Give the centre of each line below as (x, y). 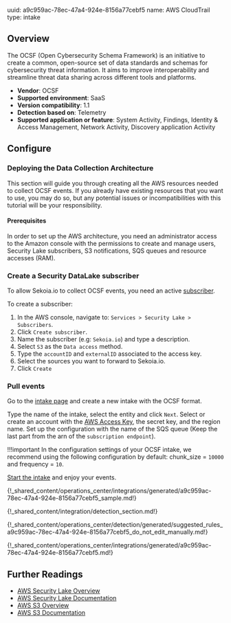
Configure (29, 149)
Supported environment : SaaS (61, 98)
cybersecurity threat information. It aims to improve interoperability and (108, 70)
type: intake (24, 17)
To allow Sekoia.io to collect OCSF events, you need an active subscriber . (111, 291)
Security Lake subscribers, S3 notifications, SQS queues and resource (107, 251)
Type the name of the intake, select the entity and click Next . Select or (106, 414)
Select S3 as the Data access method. (70, 347)
